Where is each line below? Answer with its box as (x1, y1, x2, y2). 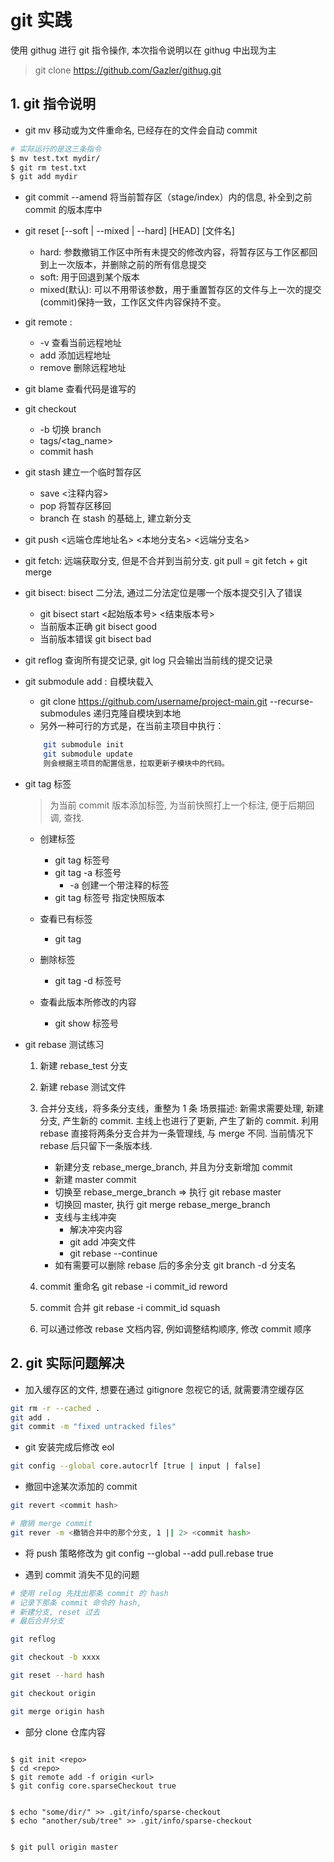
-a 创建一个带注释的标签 (69, 879, 170, 891)
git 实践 (10, 9, 73, 32)
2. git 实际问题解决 (10, 1355, 125, 1372)
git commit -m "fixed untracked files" (10, 1422, 177, 1432)
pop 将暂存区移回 (39, 500, 112, 512)
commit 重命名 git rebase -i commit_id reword (39, 1280, 228, 1292)
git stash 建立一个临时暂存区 (24, 466, 142, 478)
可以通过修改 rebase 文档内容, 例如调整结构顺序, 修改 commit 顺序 (39, 1322, 312, 1335)
